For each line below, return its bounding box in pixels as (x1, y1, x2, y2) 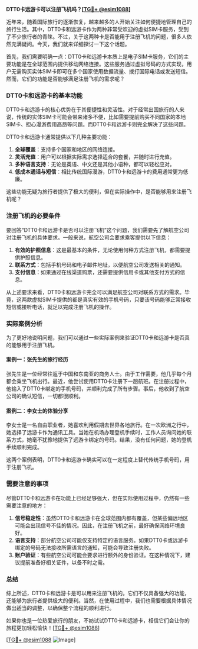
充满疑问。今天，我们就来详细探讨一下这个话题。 (11, 41, 130, 47)
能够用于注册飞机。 (11, 341, 58, 348)
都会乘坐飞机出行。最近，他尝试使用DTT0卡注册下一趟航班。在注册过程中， (6, 378, 190, 385)
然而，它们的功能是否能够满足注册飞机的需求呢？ (6, 75, 125, 82)
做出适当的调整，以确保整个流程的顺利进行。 (6, 604, 115, 611)
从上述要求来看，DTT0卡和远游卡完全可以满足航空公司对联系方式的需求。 (6, 288, 185, 295)
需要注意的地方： (6, 502, 48, 509)
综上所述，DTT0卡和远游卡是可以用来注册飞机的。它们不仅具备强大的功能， (6, 589, 190, 596)
